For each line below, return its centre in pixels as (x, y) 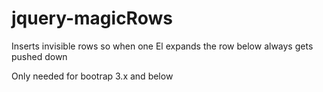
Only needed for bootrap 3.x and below (92, 76)
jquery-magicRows (92, 18)
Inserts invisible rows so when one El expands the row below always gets (162, 46)
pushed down (39, 56)
